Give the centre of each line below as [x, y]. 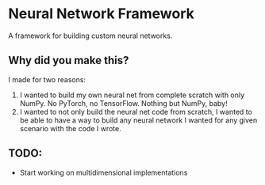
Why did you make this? [69, 60]
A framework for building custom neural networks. [90, 36]
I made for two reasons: [47, 79]
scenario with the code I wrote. [70, 128]
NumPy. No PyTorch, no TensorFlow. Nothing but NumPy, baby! [123, 103]
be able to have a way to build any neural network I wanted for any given [138, 120]
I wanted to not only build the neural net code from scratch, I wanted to [136, 111]
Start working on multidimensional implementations [104, 172]
